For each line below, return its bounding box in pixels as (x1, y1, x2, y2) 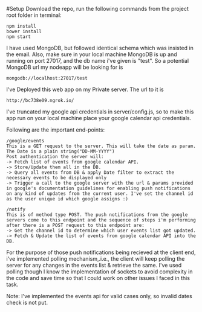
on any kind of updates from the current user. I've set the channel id (6, 191, 194, 197)
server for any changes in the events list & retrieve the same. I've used (6, 262, 182, 269)
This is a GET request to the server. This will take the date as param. (6, 143, 197, 149)
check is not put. (6, 299, 48, 306)
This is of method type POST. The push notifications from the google (6, 212, 188, 218)
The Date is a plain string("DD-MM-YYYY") (6, 148, 115, 154)
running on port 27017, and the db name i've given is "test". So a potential (6, 57, 189, 64)
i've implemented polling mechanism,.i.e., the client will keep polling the (6, 255, 185, 262)
